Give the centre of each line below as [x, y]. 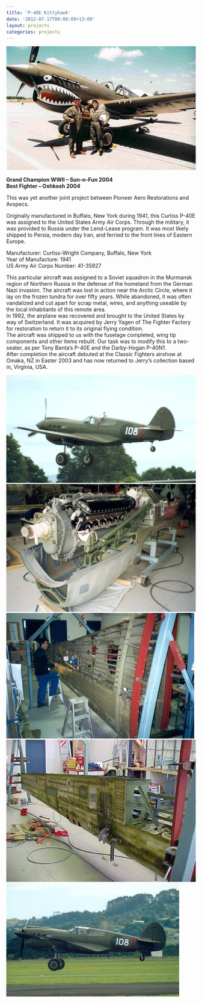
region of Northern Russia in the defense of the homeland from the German [99, 284]
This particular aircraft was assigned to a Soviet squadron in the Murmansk [99, 277]
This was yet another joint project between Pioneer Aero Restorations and [98, 198]
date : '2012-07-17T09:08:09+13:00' [51, 19]
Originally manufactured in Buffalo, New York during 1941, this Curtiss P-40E [101, 216]
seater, [15, 348]
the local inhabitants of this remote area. [56, 309]
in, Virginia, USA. [27, 367]
